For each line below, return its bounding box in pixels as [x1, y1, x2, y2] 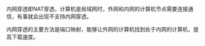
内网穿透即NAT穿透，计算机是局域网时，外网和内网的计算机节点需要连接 [6, 5, 189, 12]
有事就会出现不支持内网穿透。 [16, 13, 92, 20]
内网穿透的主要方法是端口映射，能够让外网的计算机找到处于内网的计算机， [6, 26, 193, 33]
